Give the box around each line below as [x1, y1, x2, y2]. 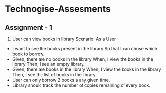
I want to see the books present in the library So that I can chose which [12, 46, 157, 51]
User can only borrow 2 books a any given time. [12, 77, 110, 83]
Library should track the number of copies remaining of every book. [12, 82, 151, 88]
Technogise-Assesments [5, 3, 111, 15]
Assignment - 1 [5, 23, 53, 31]
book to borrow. [12, 51, 45, 57]
